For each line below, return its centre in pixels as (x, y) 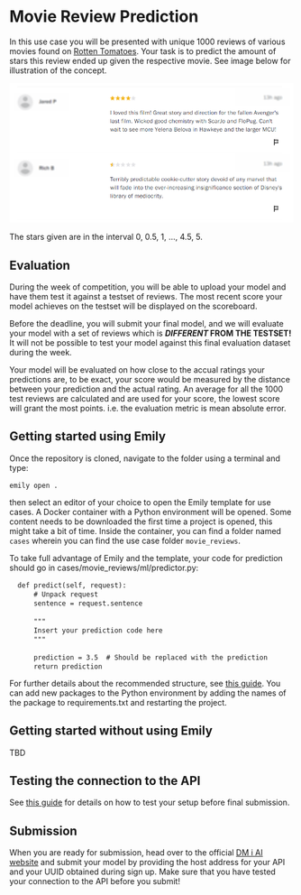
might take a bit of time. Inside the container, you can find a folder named (146, 531)
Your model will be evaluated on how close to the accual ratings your (137, 369)
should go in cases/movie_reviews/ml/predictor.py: (104, 567)
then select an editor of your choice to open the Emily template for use (141, 502)
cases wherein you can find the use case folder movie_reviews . (125, 540)
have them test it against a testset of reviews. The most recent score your (146, 296)
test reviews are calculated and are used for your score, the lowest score (145, 398)
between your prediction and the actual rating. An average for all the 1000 (146, 389)
